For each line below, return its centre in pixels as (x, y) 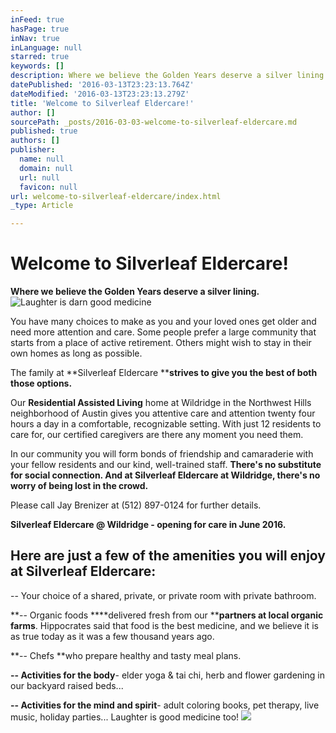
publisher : (33, 150)
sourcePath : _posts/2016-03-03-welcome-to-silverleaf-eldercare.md (154, 122)
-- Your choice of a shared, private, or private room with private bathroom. (163, 595)
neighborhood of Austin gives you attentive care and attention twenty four (163, 413)
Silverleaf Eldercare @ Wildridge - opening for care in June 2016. (148, 525)
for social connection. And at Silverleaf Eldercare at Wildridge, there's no (165, 475)
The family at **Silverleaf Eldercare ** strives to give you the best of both (164, 373)
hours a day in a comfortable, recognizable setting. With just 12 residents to (166, 424)
